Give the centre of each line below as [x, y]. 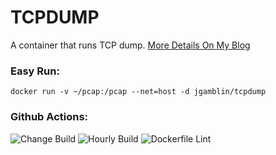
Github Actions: [49, 117]
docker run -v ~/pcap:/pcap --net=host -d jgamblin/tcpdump [138, 92]
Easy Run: [35, 71]
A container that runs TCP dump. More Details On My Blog [130, 45]
